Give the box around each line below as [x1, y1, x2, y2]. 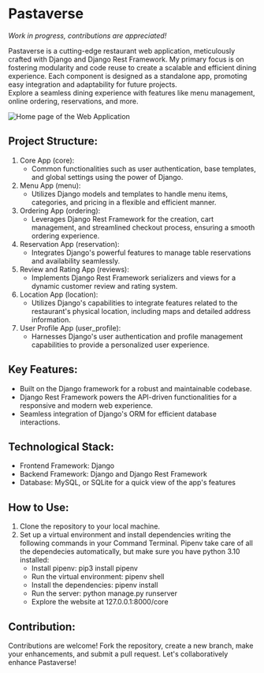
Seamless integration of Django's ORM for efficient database [19, 409, 217, 418]
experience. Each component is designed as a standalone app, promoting [8, 71, 247, 80]
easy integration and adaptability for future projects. [8, 80, 177, 89]
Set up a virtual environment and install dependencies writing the [19, 530, 231, 540]
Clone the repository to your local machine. [19, 522, 160, 531]
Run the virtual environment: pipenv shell [31, 572, 165, 581]
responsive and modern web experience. [19, 400, 154, 410]
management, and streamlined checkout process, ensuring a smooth [31, 222, 255, 232]
